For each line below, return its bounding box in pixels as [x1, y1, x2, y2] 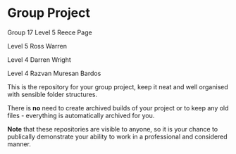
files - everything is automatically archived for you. [7, 111, 155, 120]
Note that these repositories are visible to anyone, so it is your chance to [7, 124, 218, 133]
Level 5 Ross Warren [7, 41, 67, 50]
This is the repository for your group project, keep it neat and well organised [7, 82, 229, 91]
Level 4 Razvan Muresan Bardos [7, 69, 101, 77]
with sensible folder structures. [7, 90, 97, 98]
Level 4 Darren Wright [7, 55, 72, 64]
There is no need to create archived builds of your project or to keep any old [7, 103, 229, 112]
